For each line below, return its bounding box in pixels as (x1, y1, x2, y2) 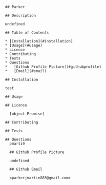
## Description (5, 13, 36, 18)
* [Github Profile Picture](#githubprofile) (5, 64, 102, 69)
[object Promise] (9, 111, 45, 116)
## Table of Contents (5, 30, 49, 35)
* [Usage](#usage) (5, 43, 42, 48)
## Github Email (9, 167, 42, 172)
